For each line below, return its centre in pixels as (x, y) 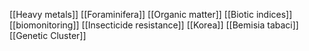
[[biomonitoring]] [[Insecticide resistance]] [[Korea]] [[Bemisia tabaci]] (154, 25)
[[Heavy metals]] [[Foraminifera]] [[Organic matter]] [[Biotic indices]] (151, 14)
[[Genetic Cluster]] (48, 35)
